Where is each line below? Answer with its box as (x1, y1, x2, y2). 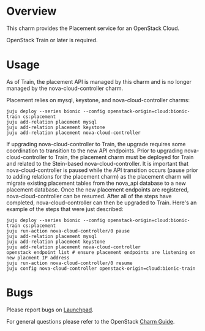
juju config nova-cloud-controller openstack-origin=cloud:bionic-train (6, 265, 196, 272)
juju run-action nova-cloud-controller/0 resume (6, 260, 133, 266)
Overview (6, 4, 57, 18)
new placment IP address (6, 255, 70, 261)
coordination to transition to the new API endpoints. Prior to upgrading (6, 147, 184, 154)
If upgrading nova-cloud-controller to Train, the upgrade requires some (6, 140, 186, 147)
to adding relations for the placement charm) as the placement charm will (6, 173, 192, 180)
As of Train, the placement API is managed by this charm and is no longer (6, 78, 192, 85)
